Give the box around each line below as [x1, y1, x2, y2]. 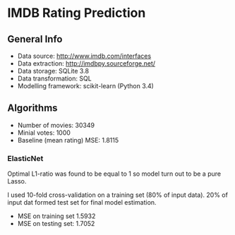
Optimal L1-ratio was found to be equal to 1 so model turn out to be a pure [7, 169, 221, 178]
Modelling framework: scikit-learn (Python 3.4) [17, 82, 154, 90]
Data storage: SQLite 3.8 [17, 67, 90, 75]
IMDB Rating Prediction [7, 5, 146, 21]
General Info [7, 33, 63, 45]
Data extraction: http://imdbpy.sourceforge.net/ [17, 59, 156, 68]
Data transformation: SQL [17, 74, 92, 83]
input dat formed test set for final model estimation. [7, 198, 157, 207]
